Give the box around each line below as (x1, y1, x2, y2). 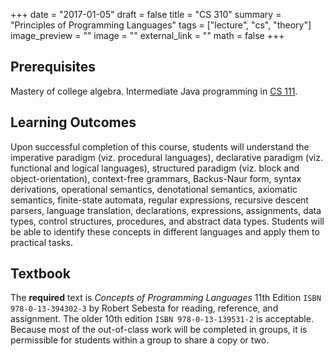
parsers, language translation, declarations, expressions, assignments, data (10, 204, 322, 216)
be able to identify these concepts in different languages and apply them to (10, 225, 320, 238)
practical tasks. (10, 236, 74, 248)
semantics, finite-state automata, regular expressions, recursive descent (10, 194, 309, 206)
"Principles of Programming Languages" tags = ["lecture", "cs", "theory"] (10, 19, 312, 31)
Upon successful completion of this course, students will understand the (10, 140, 310, 153)
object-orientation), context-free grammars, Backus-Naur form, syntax (10, 172, 302, 184)
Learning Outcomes (10, 114, 137, 131)
